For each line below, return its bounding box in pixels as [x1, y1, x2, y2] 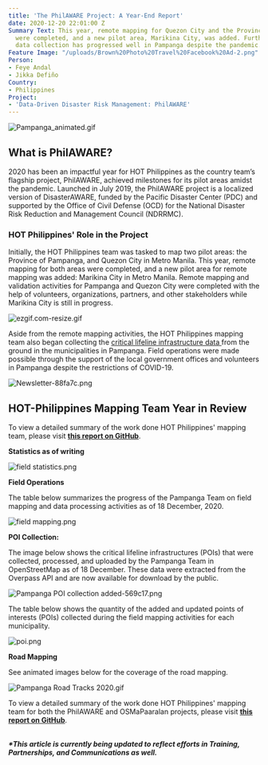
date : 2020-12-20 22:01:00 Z [8, 19, 105, 27]
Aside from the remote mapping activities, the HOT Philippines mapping [8, 329, 244, 339]
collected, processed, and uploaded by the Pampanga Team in [8, 556, 214, 566]
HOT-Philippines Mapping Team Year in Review [8, 401, 247, 415]
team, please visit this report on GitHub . [8, 432, 141, 441]
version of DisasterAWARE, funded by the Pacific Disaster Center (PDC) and [8, 192, 258, 202]
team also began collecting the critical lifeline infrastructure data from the [8, 337, 250, 347]
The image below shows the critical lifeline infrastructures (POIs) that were [8, 548, 254, 558]
